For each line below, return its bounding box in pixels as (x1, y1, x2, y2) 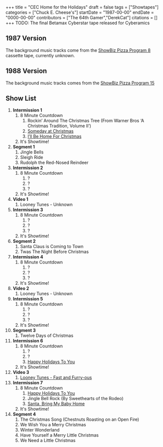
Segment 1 (12, 144, 35, 150)
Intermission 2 (12, 165, 43, 171)
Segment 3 (12, 328, 36, 334)
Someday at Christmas (27, 128, 74, 134)
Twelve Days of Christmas (20, 333, 73, 338)
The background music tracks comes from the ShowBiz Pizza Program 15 (5, 80, 155, 86)
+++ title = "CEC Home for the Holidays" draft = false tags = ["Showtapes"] (5, 4, 159, 10)
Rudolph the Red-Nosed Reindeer (20, 160, 89, 166)
